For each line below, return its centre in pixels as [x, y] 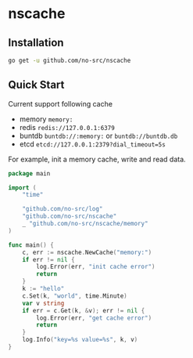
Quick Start [36, 85]
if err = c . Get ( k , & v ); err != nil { [84, 310]
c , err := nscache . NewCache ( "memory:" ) [87, 252]
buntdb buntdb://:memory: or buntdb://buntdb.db [98, 136]
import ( [22, 188]
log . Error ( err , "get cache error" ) [94, 318]
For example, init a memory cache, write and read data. [97, 159]
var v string [43, 303]
